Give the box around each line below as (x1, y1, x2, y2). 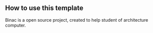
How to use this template (5, 4, 84, 12)
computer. (5, 22, 26, 28)
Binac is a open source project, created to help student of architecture (5, 17, 149, 23)
